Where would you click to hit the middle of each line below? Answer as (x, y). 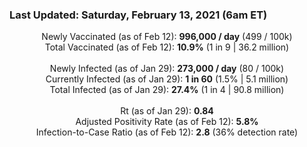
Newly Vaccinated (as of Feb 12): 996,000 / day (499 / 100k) (167, 37)
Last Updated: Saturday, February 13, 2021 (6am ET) (138, 15)
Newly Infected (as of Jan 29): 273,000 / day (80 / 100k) (167, 69)
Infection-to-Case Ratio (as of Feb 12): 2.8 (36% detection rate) (167, 132)
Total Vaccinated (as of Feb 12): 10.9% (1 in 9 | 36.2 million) (167, 47)
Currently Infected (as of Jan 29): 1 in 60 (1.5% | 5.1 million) (167, 79)
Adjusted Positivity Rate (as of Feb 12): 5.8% (167, 122)
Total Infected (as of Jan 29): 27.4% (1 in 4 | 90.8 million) (167, 90)
